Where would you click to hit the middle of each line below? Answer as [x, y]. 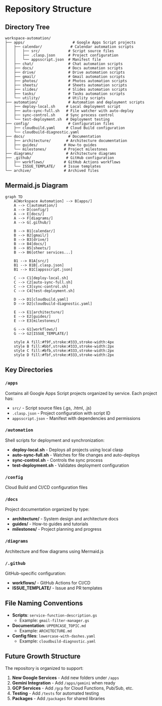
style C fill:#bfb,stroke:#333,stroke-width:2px [64, 351]
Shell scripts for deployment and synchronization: [55, 440]
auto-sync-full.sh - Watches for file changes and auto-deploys [76, 455]
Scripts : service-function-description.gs [54, 615]
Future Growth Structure [43, 656]
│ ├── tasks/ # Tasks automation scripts [65, 94]
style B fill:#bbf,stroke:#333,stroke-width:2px [64, 346]
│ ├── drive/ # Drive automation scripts [65, 72]
